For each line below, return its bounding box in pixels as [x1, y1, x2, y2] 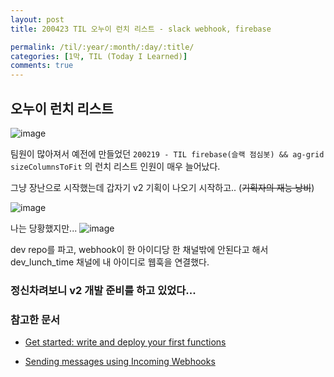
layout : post [10, 14, 65, 25]
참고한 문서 [10, 312, 61, 326]
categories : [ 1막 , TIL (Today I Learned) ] [10, 51, 188, 61]
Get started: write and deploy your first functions [24, 336, 227, 348]
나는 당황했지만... [10, 222, 78, 234]
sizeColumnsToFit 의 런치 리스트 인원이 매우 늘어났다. [10, 160, 221, 172]
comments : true [10, 61, 74, 71]
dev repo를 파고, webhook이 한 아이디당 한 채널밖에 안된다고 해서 [10, 243, 269, 255]
